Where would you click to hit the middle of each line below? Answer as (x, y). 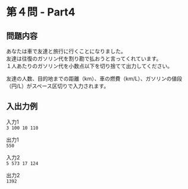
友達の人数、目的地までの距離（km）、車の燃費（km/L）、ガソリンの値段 (94, 79)
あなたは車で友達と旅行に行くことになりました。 (66, 51)
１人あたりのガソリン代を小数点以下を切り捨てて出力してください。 (90, 66)
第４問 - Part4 (41, 12)
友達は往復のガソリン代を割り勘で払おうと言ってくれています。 (84, 59)
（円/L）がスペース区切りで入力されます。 (57, 86)
